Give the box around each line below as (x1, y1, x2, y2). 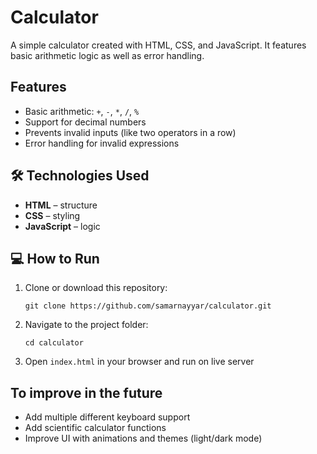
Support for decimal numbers (24, 116, 147, 128)
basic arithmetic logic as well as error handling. (10, 49, 205, 61)
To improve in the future (10, 384, 163, 401)
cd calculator (24, 338, 84, 348)
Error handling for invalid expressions (24, 137, 180, 149)
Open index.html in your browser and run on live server (24, 356, 255, 368)
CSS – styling (24, 209, 81, 221)
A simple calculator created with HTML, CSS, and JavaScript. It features (10, 39, 307, 51)
